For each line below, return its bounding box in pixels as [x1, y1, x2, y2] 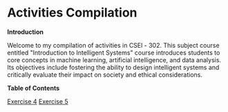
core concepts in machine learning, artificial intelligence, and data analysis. [7, 55, 222, 64]
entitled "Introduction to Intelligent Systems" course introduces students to [7, 48, 220, 57]
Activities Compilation [7, 5, 137, 21]
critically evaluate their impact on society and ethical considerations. [7, 71, 202, 79]
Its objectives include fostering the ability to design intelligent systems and [7, 63, 220, 71]
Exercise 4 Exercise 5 [7, 97, 68, 105]
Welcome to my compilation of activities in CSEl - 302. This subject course [7, 41, 220, 49]
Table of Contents [7, 84, 60, 92]
